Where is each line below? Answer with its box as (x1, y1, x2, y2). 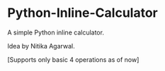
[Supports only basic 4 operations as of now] (7, 55, 140, 64)
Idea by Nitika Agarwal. (7, 41, 76, 50)
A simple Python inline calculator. (7, 28, 105, 37)
